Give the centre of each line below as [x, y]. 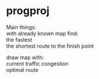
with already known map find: [42, 33]
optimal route [22, 70]
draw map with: [25, 57]
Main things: [21, 27]
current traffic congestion [38, 64]
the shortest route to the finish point [50, 46]
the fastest [19, 39]
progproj [28, 11]
